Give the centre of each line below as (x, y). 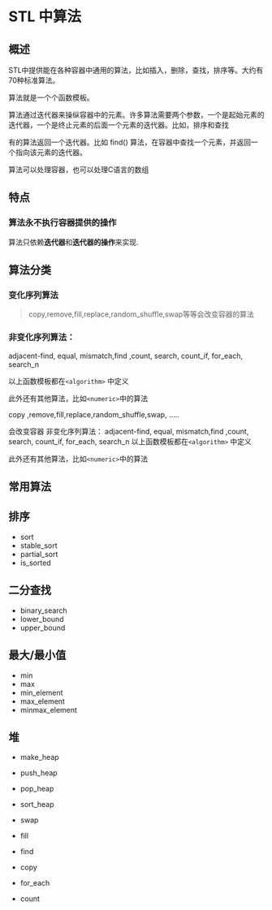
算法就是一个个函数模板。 (51, 97)
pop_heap (37, 789)
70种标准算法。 (34, 80)
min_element (41, 692)
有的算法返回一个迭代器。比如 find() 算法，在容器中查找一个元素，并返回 (130, 142)
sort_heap (37, 804)
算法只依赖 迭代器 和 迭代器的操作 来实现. (74, 242)
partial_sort (39, 554)
